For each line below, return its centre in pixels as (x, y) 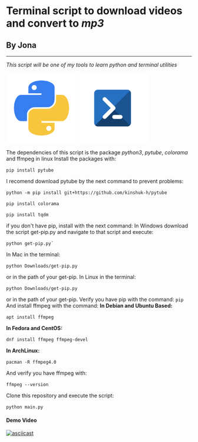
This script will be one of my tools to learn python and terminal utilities (92, 65)
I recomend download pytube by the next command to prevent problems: (95, 181)
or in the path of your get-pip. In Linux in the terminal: (71, 277)
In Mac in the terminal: (33, 254)
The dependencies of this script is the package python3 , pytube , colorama (97, 152)
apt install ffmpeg (30, 317)
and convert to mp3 (55, 23)
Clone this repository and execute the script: (60, 395)
